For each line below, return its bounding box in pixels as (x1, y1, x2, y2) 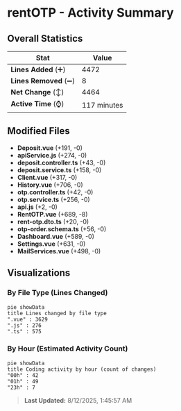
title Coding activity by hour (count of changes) (7, 366, 157, 373)
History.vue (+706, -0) (17, 181, 83, 189)
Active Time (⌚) (10, 99, 64, 108)
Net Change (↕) (10, 87, 64, 97)
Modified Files (7, 125, 71, 137)
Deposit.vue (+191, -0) (17, 144, 83, 152)
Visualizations (7, 267, 71, 279)
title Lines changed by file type (7, 310, 107, 317)
